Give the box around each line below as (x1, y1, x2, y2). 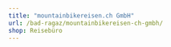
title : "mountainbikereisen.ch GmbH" (8, 11, 135, 20)
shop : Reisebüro (8, 26, 63, 34)
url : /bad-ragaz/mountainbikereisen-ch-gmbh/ (8, 19, 163, 27)
